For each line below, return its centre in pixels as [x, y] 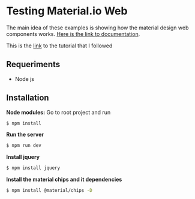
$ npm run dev [24, 146]
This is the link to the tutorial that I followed [59, 46]
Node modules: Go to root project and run [58, 112]
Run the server [25, 135]
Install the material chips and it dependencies [64, 180]
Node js [25, 79]
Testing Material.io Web [67, 11]
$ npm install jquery [33, 168]
